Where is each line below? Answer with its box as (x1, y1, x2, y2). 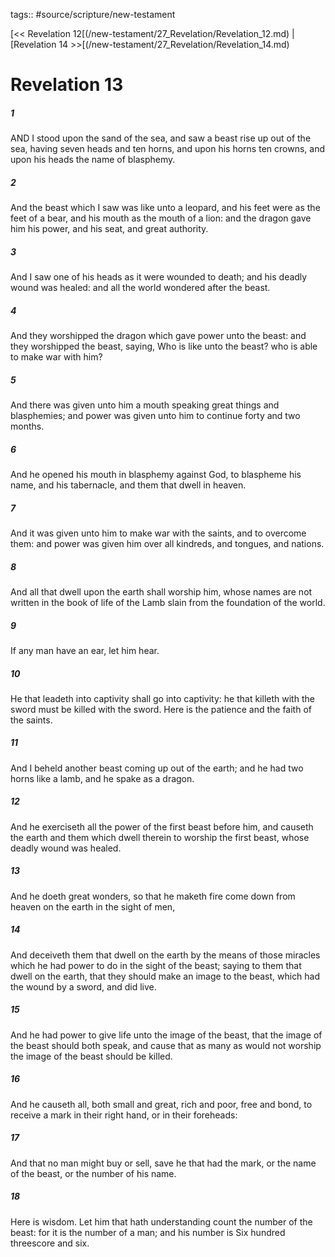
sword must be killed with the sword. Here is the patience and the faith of (10, 703, 312, 715)
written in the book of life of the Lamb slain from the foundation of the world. (10, 596, 326, 608)
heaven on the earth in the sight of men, (10, 900, 176, 913)
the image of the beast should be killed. (10, 1050, 173, 1062)
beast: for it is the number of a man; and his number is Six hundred (10, 1226, 286, 1238)
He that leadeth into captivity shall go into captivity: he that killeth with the (10, 692, 315, 704)
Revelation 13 (10, 74, 124, 96)
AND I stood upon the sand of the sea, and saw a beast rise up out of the (10, 132, 312, 144)
